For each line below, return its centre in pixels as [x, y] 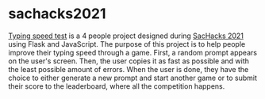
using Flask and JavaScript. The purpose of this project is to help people [127, 44]
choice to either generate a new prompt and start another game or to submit [133, 78]
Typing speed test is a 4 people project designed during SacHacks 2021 [126, 36]
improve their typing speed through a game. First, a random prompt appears [133, 52]
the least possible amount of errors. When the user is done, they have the [129, 69]
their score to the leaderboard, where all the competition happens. [117, 86]
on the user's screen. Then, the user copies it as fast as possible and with [129, 61]
